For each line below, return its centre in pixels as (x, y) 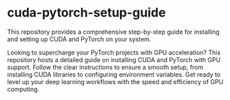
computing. (23, 89)
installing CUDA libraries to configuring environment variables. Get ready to (114, 74)
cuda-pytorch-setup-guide (87, 13)
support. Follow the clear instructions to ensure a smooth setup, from (105, 67)
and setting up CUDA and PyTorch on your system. (79, 39)
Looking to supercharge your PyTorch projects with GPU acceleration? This (114, 52)
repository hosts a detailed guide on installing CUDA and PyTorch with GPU (114, 59)
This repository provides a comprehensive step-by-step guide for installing (114, 32)
